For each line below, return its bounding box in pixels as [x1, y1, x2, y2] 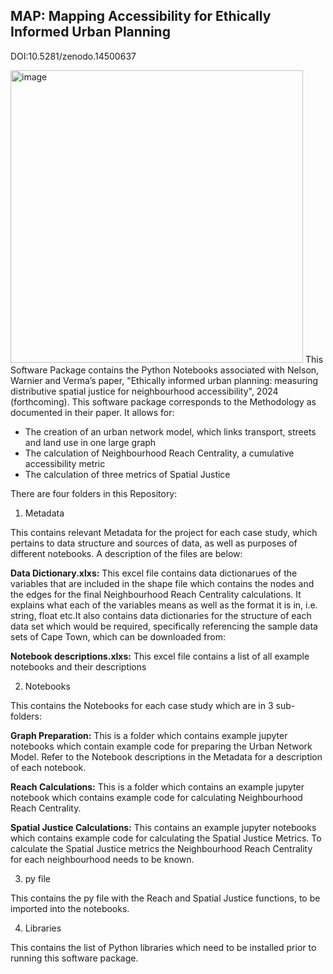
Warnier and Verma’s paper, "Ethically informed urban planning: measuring [10, 374, 319, 386]
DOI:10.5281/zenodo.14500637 [10, 50, 137, 62]
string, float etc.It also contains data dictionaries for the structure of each [10, 609, 312, 621]
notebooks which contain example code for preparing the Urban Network [10, 740, 313, 752]
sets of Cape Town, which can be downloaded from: [10, 630, 226, 643]
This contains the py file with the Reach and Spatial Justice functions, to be [10, 892, 321, 904]
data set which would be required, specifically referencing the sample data [10, 620, 318, 632]
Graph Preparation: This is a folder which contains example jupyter [10, 729, 288, 741]
